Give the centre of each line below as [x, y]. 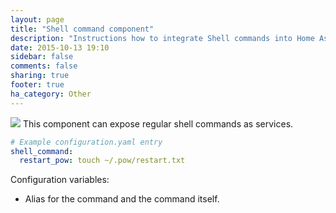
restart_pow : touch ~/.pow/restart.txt [102, 161]
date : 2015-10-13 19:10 [60, 47]
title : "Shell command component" [82, 29]
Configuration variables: [60, 180]
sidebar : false [42, 57]
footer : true [37, 85]
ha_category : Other [51, 94]
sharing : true [40, 76]
